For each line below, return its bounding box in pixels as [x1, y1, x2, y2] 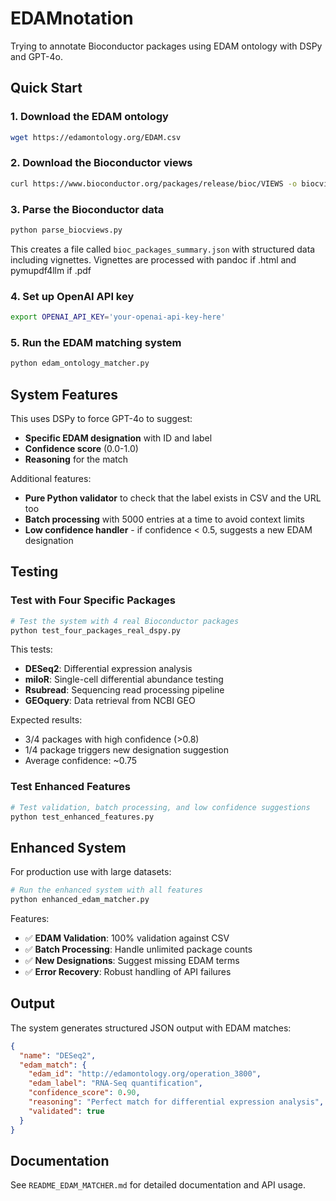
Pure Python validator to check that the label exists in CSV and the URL [24, 492, 322, 504]
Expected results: [10, 714, 83, 726]
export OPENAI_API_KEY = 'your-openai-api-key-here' [10, 312, 226, 322]
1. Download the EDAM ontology [10, 110, 169, 124]
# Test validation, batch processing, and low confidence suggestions [10, 802, 311, 812]
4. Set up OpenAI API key [10, 289, 135, 303]
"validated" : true [28, 1106, 105, 1116]
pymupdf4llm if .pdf [10, 264, 92, 276]
